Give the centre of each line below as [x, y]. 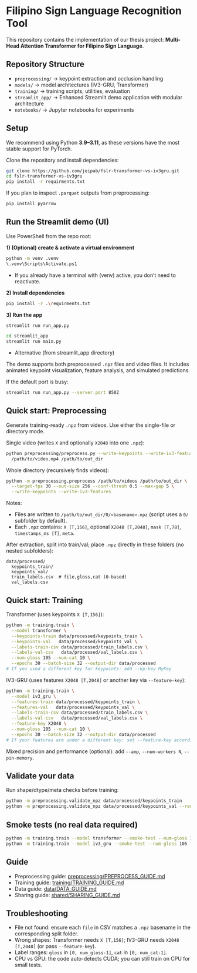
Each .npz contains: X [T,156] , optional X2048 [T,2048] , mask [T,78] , [98, 527]
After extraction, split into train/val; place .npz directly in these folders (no [95, 544]
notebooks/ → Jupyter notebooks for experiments [74, 109]
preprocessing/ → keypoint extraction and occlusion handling [89, 78]
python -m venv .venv [33, 258]
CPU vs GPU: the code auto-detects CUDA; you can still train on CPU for [102, 959]
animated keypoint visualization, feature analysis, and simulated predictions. [98, 370]
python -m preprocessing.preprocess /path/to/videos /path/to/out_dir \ [97, 481]
